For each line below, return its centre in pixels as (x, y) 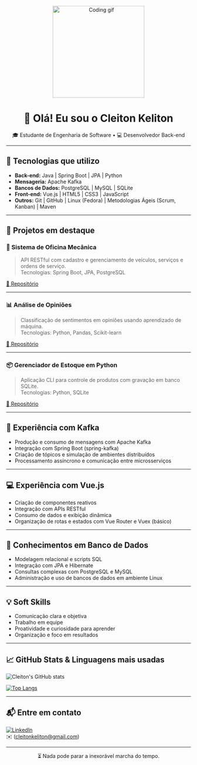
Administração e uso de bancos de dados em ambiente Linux (89, 578)
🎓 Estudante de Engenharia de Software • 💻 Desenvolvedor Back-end (98, 135)
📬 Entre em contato (44, 713)
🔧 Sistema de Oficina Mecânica (51, 247)
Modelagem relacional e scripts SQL (58, 559)
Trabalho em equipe (39, 622)
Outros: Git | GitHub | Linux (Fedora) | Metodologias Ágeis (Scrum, (95, 200)
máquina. (32, 326)
